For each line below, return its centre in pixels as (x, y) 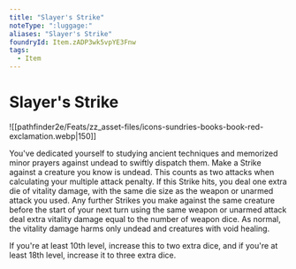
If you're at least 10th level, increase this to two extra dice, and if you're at (144, 245)
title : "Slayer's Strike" (57, 17)
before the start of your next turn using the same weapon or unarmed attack (148, 210)
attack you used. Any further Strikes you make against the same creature (142, 200)
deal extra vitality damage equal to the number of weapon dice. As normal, (145, 219)
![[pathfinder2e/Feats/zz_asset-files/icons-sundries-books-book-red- (137, 127)
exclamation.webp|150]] (53, 136)
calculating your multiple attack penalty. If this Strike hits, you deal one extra (148, 181)
